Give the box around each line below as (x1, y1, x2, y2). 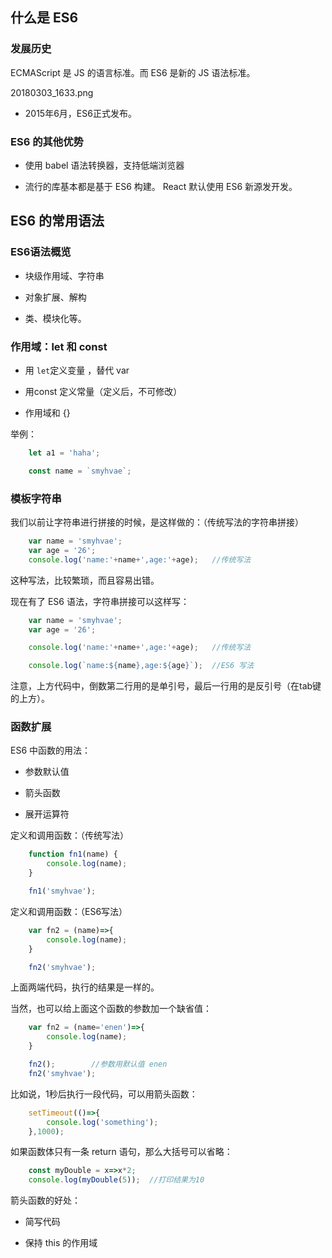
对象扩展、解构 (24, 291, 87, 303)
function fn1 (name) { (28, 849, 118, 860)
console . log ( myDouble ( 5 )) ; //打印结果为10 (28, 1175, 205, 1185)
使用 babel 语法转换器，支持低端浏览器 (24, 159, 185, 171)
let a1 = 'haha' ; (28, 448, 101, 458)
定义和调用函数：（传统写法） (10, 829, 129, 842)
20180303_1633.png (10, 86, 94, 98)
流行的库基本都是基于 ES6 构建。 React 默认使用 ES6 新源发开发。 (24, 180, 298, 192)
